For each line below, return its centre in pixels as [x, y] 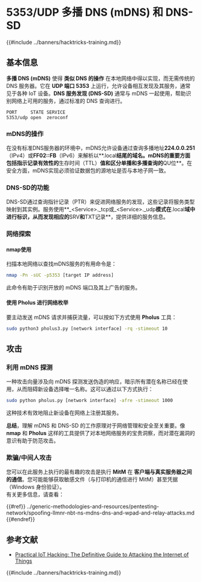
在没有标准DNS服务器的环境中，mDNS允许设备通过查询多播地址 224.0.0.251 [100, 148]
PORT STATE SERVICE [36, 112]
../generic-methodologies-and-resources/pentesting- [93, 507]
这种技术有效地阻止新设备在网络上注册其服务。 [64, 412]
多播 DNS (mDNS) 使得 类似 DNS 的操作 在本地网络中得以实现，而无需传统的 [100, 78]
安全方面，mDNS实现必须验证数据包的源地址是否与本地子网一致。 [88, 171]
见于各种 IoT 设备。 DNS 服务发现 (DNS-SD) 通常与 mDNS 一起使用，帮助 [96, 93]
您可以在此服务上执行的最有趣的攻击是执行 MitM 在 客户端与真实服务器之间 [99, 472]
